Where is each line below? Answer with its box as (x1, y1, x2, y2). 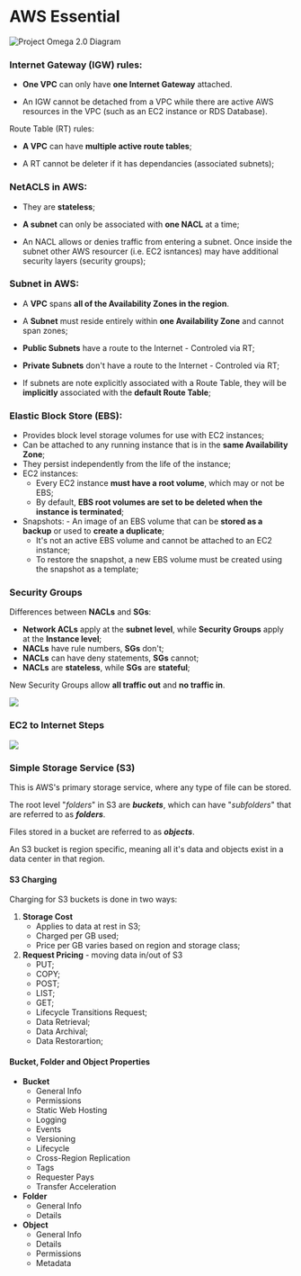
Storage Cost (22, 912, 74, 922)
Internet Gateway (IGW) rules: (9, 58, 143, 71)
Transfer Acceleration (35, 1182, 117, 1192)
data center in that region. (9, 853, 105, 865)
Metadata (35, 1258, 72, 1269)
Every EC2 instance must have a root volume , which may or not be (35, 478, 285, 489)
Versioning (35, 1134, 76, 1145)
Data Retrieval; (35, 1017, 91, 1028)
